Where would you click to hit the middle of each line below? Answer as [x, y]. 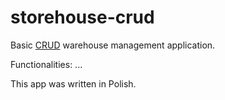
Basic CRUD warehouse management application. [113, 45]
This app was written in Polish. [73, 83]
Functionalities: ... [46, 64]
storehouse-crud [82, 17]
